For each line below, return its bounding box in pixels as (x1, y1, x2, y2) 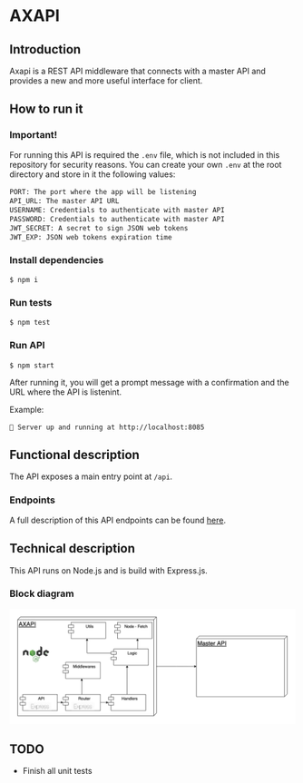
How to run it (9, 102, 83, 117)
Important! (9, 129, 58, 142)
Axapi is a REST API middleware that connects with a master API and (9, 65, 266, 76)
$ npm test (9, 318, 51, 328)
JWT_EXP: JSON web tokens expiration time (9, 232, 172, 241)
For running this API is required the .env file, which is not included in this (9, 149, 280, 160)
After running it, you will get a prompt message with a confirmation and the (9, 377, 289, 387)
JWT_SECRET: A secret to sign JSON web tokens (9, 223, 189, 232)
